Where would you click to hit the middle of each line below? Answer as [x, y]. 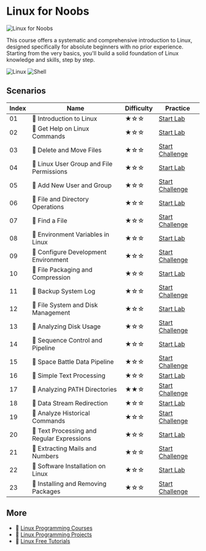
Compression [51, 277]
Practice [178, 108]
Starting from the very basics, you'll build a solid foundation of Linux [93, 53]
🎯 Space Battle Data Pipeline [73, 361]
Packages [46, 491]
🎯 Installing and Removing [69, 484]
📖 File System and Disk [65, 305]
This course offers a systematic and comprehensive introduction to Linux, [99, 40]
